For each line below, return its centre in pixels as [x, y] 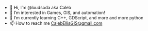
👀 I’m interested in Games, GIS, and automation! [57, 13]
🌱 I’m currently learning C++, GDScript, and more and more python [76, 18]
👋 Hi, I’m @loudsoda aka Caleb [40, 8]
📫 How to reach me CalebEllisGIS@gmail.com [56, 23]
